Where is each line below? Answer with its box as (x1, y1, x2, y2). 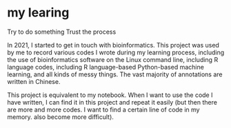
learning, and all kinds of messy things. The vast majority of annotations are (7, 70, 223, 78)
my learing (7, 5, 70, 21)
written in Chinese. (7, 77, 61, 85)
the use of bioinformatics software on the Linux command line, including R (7, 55, 219, 63)
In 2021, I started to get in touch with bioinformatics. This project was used (7, 41, 219, 49)
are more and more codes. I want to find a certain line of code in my (7, 105, 200, 114)
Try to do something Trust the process (7, 28, 117, 36)
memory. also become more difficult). (7, 112, 114, 121)
